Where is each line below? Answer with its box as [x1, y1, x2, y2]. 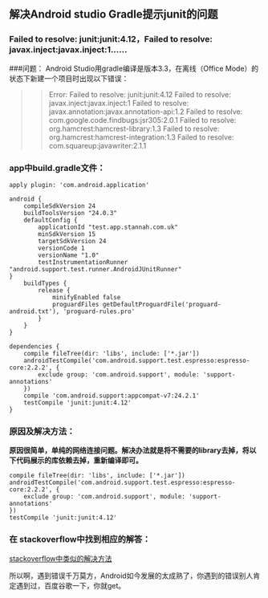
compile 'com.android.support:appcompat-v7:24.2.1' [23, 392, 200, 400]
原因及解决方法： [9, 425, 75, 437]
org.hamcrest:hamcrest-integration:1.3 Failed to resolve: [48, 132, 234, 142]
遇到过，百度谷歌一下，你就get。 [15, 580, 126, 590]
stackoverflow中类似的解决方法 [9, 553, 112, 563]
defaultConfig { [23, 216, 79, 224]
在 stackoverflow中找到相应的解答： [9, 534, 151, 545]
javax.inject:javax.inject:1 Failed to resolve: [48, 98, 189, 108]
